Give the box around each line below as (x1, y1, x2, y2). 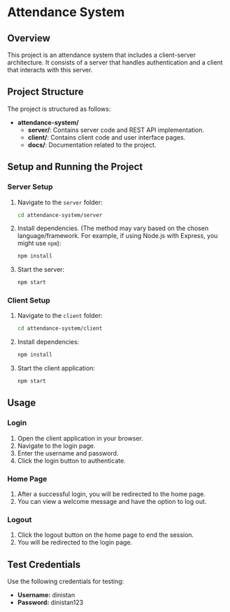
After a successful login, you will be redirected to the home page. (17, 490, 206, 498)
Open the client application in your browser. (17, 434, 143, 442)
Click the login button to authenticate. (17, 456, 126, 465)
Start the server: (17, 265, 65, 274)
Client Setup (7, 295, 50, 305)
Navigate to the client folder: (17, 312, 103, 320)
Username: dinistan (17, 591, 76, 599)
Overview (7, 32, 51, 44)
